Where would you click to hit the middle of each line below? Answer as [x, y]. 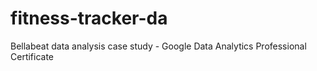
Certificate [32, 56]
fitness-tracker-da [89, 18]
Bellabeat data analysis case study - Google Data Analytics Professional [158, 46]
